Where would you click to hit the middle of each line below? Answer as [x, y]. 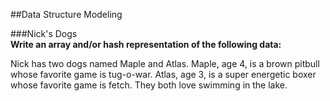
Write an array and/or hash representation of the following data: [146, 44]
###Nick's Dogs [44, 33]
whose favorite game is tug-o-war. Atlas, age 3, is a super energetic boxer [163, 74]
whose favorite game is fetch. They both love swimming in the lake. [149, 85]
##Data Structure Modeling [66, 14]
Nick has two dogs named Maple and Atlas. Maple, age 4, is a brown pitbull [165, 63]
